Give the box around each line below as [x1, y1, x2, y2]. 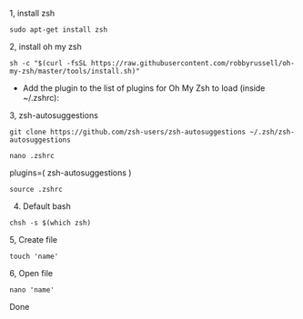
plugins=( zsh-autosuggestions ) [9, 167, 132, 178]
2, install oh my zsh [9, 41, 82, 52]
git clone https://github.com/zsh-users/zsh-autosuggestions [9, 127, 247, 136]
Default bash [22, 201, 71, 212]
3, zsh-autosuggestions [9, 110, 98, 121]
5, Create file [9, 234, 57, 244]
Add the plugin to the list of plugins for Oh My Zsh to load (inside [22, 83, 266, 94]
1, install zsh [9, 8, 56, 18]
